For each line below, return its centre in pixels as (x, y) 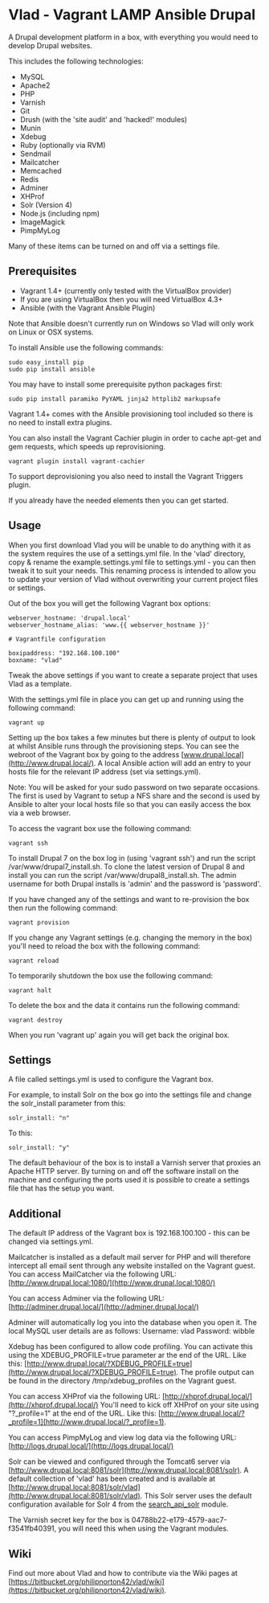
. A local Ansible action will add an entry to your (172, 763)
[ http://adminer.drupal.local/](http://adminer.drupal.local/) (104, 1307)
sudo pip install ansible (51, 369)
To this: (20, 1133)
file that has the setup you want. (61, 1188)
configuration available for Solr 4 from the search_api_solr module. (118, 1504)
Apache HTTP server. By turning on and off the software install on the (124, 1171)
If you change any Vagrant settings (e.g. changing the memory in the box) (130, 937)
